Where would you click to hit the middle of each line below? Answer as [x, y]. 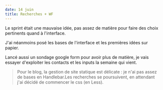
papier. [12, 48]
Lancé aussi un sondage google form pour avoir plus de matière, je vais [77, 57]
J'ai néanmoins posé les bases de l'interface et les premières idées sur [76, 42]
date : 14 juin [20, 9]
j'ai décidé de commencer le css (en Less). [60, 82]
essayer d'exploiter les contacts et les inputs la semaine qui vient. [71, 62]
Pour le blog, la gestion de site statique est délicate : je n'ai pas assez [87, 72]
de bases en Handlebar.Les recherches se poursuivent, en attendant [86, 77]
